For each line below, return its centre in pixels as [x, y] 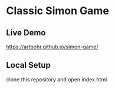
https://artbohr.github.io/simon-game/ [52, 47]
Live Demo [26, 33]
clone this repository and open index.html [57, 79]
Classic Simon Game [57, 11]
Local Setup [29, 65]
